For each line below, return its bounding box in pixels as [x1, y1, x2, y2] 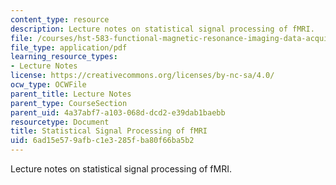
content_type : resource [10, 14, 110, 25]
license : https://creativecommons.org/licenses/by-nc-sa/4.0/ [10, 71, 275, 81]
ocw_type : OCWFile [10, 80, 87, 90]
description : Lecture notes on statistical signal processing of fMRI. [10, 24, 315, 34]
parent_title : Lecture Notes [10, 89, 132, 99]
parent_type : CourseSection [10, 98, 128, 108]
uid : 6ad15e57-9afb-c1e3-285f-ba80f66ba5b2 [10, 136, 195, 146]
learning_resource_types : [10, 52, 118, 62]
